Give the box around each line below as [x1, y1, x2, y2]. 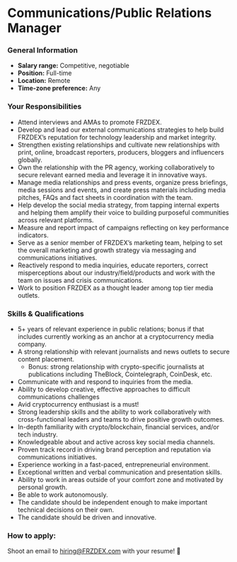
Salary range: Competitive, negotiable [17, 62, 129, 70]
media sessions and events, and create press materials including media [17, 186, 226, 194]
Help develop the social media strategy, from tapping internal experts [17, 201, 220, 209]
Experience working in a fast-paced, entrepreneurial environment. [17, 461, 210, 469]
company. [17, 340, 47, 349]
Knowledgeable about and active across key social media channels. [17, 438, 216, 446]
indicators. [17, 230, 49, 239]
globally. [17, 155, 42, 164]
